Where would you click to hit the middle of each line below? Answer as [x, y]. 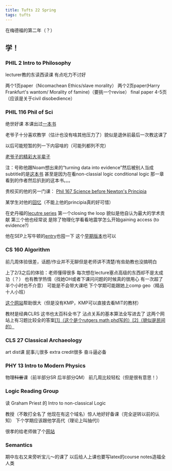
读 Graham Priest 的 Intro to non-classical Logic [56, 403]
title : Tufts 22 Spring [31, 10]
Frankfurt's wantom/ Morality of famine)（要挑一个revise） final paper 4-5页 [86, 92]
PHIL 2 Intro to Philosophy [38, 63]
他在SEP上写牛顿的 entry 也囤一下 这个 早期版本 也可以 [61, 236]
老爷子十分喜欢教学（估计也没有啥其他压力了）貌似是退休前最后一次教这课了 [86, 135]
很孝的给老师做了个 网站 [30, 431]
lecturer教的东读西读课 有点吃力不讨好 [46, 75]
